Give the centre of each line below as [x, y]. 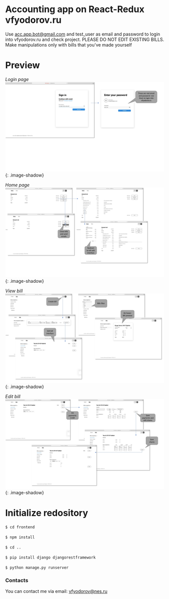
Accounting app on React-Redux [75, 9]
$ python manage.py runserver [37, 568]
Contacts [17, 580]
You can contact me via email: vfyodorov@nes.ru [56, 591]
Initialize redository [47, 513]
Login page [17, 79]
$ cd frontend [20, 527]
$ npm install [20, 537]
